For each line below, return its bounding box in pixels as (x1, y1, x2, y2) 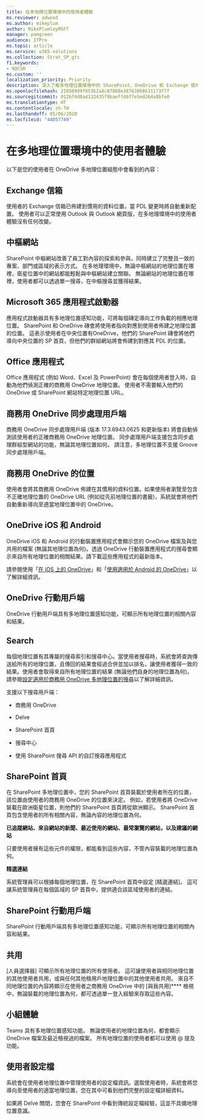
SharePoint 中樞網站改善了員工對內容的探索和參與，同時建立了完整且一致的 (6, 254, 195, 262)
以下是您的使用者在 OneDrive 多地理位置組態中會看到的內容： (6, 165, 161, 173)
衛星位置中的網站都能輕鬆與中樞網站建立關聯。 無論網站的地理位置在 (16, 270, 189, 277)
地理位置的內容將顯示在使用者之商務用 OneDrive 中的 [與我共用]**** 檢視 (11, 982, 194, 989)
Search (6, 636, 35, 646)
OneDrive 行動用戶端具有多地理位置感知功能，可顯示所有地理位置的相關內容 (6, 610, 196, 617)
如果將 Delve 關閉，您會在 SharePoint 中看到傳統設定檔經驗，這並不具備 (6, 1099, 187, 1107)
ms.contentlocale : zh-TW (6, 105, 69, 111)
